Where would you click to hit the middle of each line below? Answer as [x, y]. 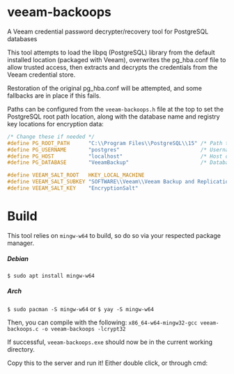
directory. [21, 349]
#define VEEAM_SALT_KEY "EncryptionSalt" [73, 188]
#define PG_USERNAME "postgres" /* [107, 150]
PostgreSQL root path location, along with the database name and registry [114, 117]
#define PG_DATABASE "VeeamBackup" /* [107, 163]
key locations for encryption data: [56, 124]
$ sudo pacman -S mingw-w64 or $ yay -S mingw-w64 [81, 308]
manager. [21, 243]
